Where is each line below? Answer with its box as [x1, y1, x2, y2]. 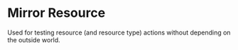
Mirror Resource [7, 5, 106, 21]
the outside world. [7, 35, 60, 44]
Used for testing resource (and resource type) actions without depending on [7, 28, 231, 37]
